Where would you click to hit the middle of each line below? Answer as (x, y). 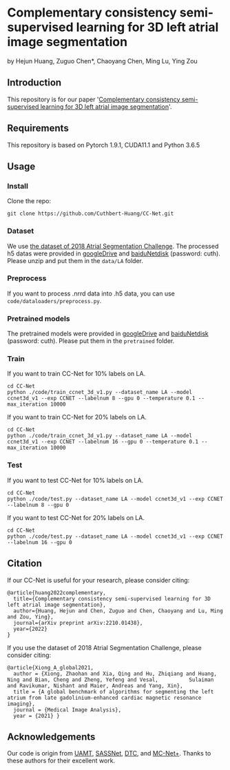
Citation (25, 564)
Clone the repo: (29, 201)
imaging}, (21, 704)
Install (18, 186)
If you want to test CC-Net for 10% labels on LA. (75, 480)
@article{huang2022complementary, (57, 593)
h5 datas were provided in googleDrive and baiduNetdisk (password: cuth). (114, 253)
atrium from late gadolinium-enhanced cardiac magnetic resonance (104, 698)
